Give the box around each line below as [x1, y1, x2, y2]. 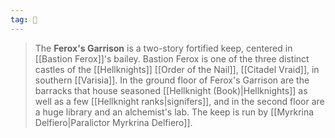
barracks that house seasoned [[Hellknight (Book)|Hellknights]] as [34, 84, 308, 96]
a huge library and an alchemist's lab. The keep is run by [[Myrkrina [34, 106, 315, 118]
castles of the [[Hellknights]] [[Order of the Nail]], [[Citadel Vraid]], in [34, 63, 320, 75]
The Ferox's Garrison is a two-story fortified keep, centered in [34, 42, 293, 54]
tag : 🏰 [10, 14, 38, 25]
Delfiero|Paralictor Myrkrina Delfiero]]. [34, 116, 193, 128]
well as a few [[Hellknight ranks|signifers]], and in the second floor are [34, 95, 325, 107]
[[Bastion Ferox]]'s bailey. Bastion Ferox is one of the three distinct [34, 52, 310, 65]
